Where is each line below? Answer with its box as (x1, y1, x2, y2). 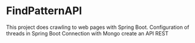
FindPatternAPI (6, 4, 82, 18)
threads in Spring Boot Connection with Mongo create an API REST (6, 29, 169, 37)
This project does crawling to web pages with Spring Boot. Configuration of (6, 24, 190, 31)
